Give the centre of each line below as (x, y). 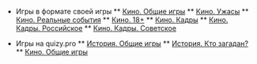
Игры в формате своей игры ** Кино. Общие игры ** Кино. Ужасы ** (132, 11)
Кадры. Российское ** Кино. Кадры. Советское (96, 28)
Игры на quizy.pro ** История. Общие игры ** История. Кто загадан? (132, 43)
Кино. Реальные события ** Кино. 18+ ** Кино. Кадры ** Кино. (122, 20)
